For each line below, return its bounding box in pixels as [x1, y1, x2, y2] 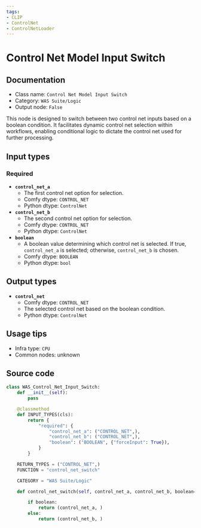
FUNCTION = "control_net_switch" [17, 467, 100, 473]
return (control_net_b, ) [38, 516, 103, 522]
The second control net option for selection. [23, 215, 133, 222]
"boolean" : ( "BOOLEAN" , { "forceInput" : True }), [48, 440, 170, 445]
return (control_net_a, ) [38, 505, 103, 511]
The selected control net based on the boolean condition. [23, 305, 166, 312]
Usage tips [6, 329, 47, 339]
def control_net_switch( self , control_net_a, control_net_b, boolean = [17, 489, 197, 495]
